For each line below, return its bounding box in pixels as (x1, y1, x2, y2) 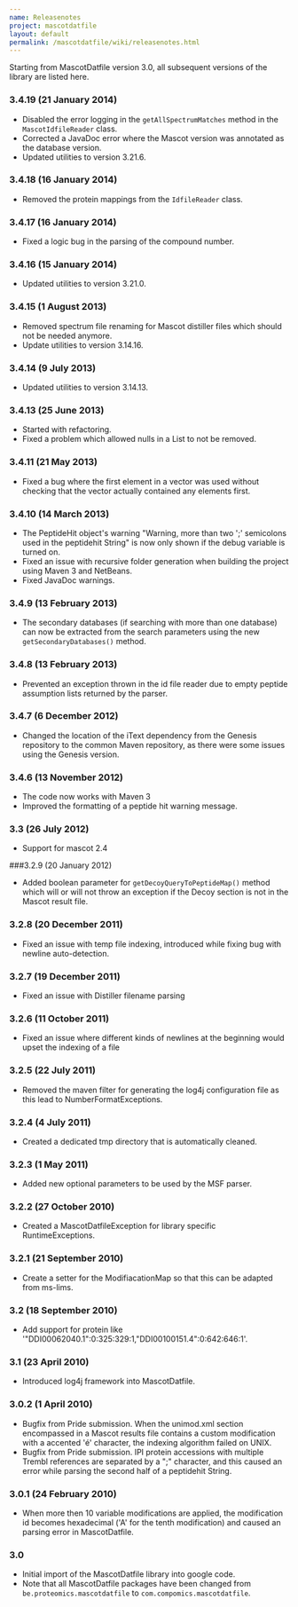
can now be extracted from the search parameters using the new (21, 626, 260, 637)
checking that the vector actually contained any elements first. (21, 485, 251, 496)
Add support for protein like (21, 1324, 123, 1335)
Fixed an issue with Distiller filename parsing (21, 990, 185, 1001)
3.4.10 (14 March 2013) (9, 508, 110, 520)
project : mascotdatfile (9, 21, 98, 30)
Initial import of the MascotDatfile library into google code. (21, 1569, 236, 1579)
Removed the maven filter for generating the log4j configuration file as (21, 1084, 279, 1095)
